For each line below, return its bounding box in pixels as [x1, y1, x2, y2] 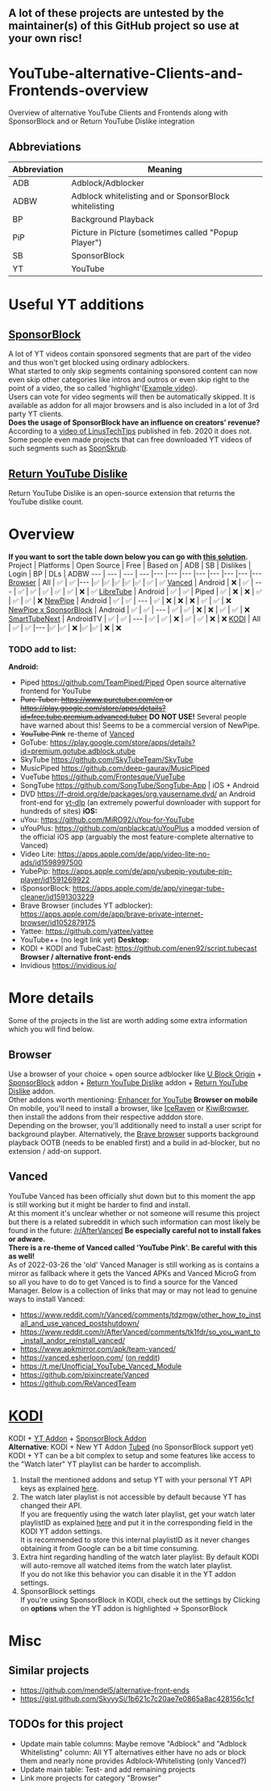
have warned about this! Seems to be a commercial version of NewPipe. [19, 720, 261, 730]
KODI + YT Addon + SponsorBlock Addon [8, 1433, 147, 1443]
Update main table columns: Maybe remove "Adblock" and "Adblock [19, 1739, 248, 1748]
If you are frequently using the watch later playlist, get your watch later [19, 1509, 256, 1519]
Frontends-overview [8, 81, 149, 99]
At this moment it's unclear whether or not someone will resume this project [8, 1208, 261, 1218]
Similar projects [8, 1663, 90, 1678]
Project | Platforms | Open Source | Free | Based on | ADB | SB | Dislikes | [8, 560, 252, 570]
